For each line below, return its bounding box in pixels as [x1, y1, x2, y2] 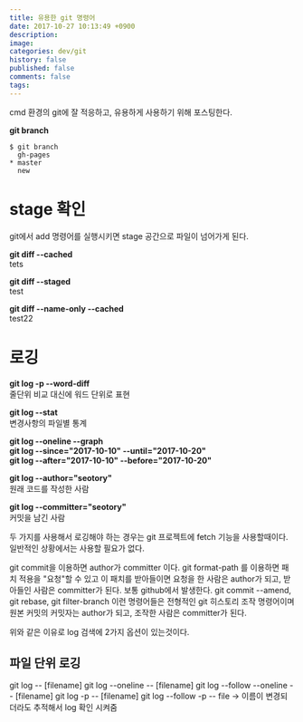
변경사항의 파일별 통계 [9, 418, 88, 428]
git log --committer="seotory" [9, 501, 127, 512]
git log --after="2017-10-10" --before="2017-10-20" [9, 455, 213, 466]
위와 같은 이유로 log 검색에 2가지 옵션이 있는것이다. [9, 626, 190, 637]
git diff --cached [9, 248, 73, 259]
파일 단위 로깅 [9, 655, 81, 670]
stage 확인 [9, 198, 86, 219]
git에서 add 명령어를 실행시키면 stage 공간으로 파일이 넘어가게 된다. [9, 230, 249, 241]
